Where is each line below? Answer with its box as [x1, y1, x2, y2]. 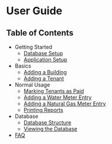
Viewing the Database [23, 126, 78, 132]
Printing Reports [23, 107, 63, 113]
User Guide [6, 4, 63, 18]
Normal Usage [14, 81, 50, 88]
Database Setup [23, 50, 63, 57]
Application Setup [23, 56, 68, 63]
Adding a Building [23, 69, 67, 75]
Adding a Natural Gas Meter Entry [23, 100, 106, 107]
